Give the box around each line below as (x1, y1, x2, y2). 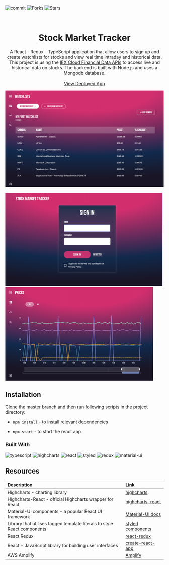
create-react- (125, 540, 155, 546)
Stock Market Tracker (38, 32, 131, 44)
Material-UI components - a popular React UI (7, 508, 102, 514)
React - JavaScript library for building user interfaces (7, 543, 118, 549)
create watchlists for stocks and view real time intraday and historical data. (7, 54, 162, 60)
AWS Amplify (7, 552, 35, 558)
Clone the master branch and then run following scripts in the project (5, 404, 148, 410)
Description (7, 482, 33, 488)
